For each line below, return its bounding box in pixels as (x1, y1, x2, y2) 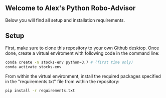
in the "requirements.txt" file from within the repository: (5, 79, 120, 85)
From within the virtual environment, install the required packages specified (5, 73, 161, 79)
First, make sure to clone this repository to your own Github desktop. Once (5, 45, 159, 51)
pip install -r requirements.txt (5, 88, 75, 94)
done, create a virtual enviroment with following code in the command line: (5, 50, 159, 56)
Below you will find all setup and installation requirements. (5, 17, 125, 23)
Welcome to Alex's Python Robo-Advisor (5, 4, 136, 12)
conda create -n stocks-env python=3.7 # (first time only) (5, 60, 134, 65)
